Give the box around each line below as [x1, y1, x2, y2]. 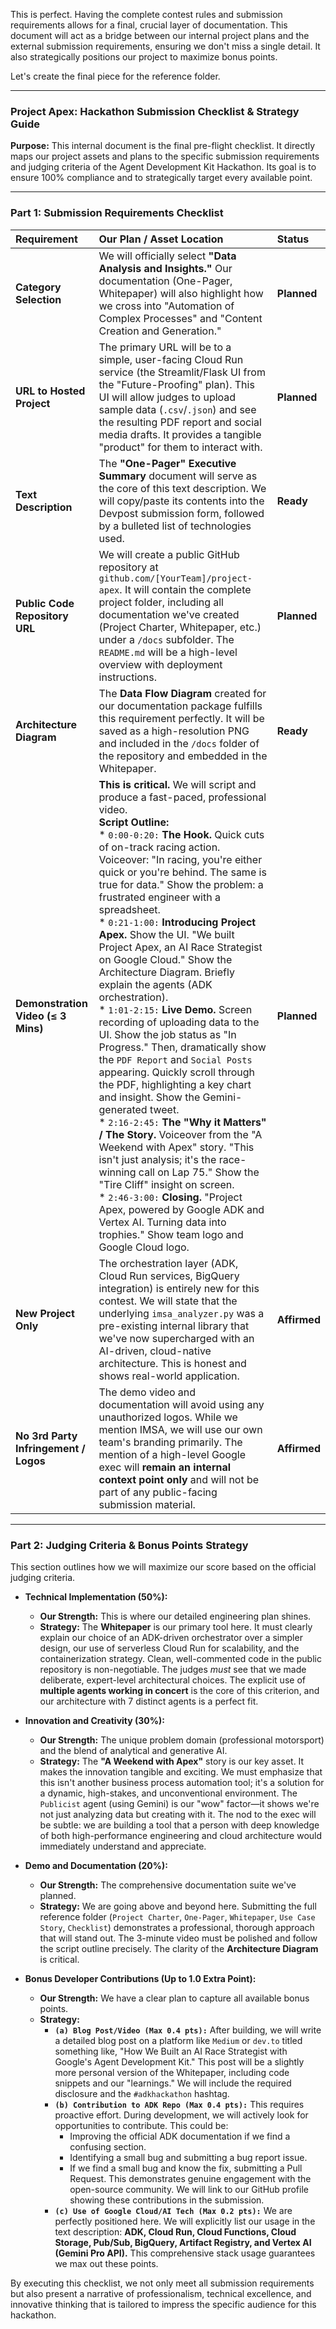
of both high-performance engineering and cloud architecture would [39, 1829, 323, 1841]
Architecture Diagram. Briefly [98, 965, 235, 979]
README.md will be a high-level [98, 645, 238, 659]
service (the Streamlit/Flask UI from [98, 365, 266, 379]
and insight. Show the [98, 1090, 201, 1104]
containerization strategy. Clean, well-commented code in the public [39, 1652, 322, 1664]
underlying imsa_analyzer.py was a [98, 1306, 265, 1320]
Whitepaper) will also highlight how [98, 286, 264, 300]
